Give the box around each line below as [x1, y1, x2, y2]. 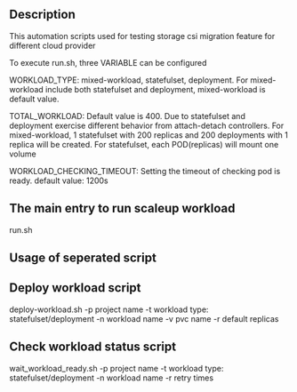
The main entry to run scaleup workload [9, 201, 236, 216]
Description [9, 7, 76, 22]
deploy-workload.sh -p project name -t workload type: [9, 304, 209, 315]
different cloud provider [9, 40, 96, 51]
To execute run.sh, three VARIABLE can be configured [9, 57, 207, 68]
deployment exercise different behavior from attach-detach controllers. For [9, 120, 285, 131]
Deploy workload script [9, 280, 141, 296]
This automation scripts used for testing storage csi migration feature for [9, 30, 276, 41]
